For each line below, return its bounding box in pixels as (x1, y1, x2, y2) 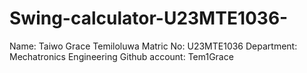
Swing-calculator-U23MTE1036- (9, 7, 289, 30)
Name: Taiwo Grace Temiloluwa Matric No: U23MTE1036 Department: (9, 40, 298, 52)
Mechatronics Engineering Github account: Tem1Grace (9, 50, 234, 62)
